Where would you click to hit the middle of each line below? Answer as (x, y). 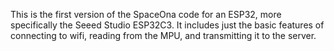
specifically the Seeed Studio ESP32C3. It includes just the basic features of (167, 25)
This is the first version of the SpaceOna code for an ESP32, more (146, 14)
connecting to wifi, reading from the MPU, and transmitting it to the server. (163, 35)
